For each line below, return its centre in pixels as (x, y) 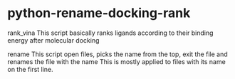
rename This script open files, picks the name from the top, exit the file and (117, 54)
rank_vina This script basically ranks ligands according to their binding (110, 33)
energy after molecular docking (53, 40)
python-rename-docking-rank (99, 13)
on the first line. (30, 69)
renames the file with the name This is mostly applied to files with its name (116, 61)
